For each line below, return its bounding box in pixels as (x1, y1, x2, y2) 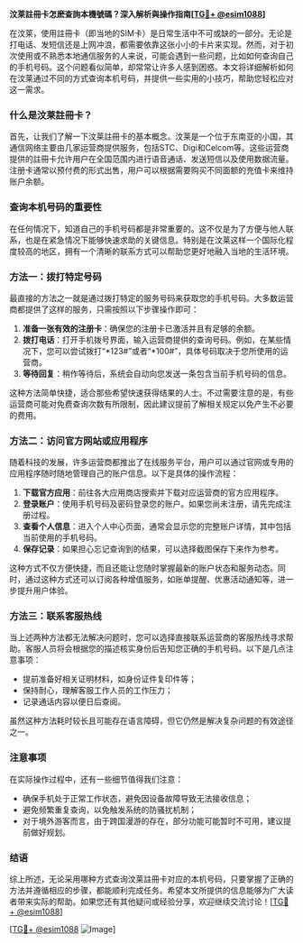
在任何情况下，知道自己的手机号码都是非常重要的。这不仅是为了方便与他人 (9, 223, 286, 233)
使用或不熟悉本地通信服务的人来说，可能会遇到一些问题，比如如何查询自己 (16, 50, 294, 61)
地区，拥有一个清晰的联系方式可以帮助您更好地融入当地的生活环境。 (40, 245, 294, 256)
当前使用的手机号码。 (22, 532, 102, 544)
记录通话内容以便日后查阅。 (22, 696, 126, 707)
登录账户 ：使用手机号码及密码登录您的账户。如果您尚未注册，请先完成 (22, 499, 284, 509)
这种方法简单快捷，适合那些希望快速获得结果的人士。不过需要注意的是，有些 (9, 387, 294, 398)
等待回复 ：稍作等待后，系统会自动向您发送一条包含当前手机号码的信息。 (22, 368, 291, 379)
